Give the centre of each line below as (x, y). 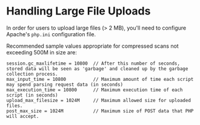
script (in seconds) (32, 95)
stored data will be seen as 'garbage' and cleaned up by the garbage (97, 69)
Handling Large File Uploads (78, 11)
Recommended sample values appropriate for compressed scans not (92, 46)
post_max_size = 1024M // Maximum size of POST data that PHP (100, 111)
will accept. (23, 116)
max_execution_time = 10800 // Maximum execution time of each (95, 90)
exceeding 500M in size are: (42, 52)
